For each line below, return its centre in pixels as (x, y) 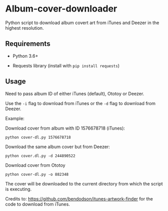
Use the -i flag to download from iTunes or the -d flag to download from (80, 103)
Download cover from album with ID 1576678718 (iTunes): (65, 128)
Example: (15, 118)
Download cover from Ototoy (35, 165)
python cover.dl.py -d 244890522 (40, 156)
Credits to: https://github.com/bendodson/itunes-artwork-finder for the (79, 198)
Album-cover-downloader (61, 9)
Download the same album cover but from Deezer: (58, 147)
